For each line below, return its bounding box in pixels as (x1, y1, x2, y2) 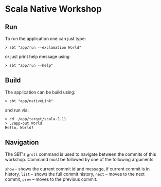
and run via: (5, 107, 29, 113)
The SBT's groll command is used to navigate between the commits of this (5, 151, 157, 157)
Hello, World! (5, 125, 34, 130)
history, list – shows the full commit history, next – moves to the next (5, 171, 145, 177)
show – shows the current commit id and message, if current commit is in (5, 166, 150, 171)
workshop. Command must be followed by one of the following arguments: (5, 156, 155, 162)
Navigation (5, 138, 39, 147)
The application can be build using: (5, 89, 75, 95)
